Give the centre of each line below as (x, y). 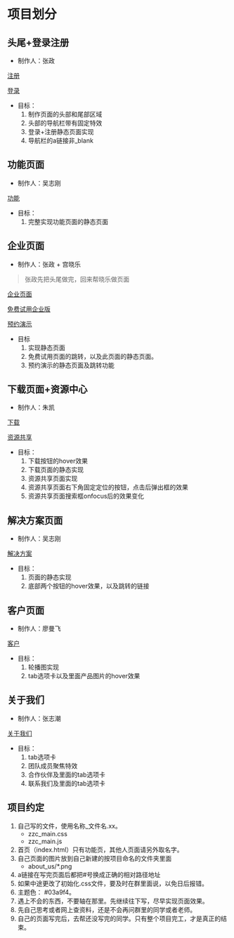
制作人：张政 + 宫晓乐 (49, 264)
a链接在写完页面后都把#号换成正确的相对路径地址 (89, 874)
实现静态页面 (46, 348)
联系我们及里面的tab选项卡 (66, 783)
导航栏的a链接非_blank (60, 140)
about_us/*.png (50, 866)
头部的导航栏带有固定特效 (65, 123)
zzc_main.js (45, 841)
